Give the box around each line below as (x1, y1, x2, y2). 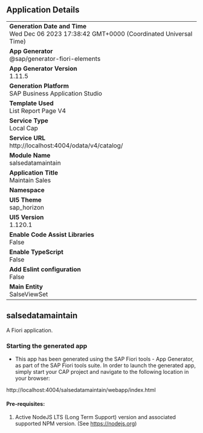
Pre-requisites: (6, 400, 45, 407)
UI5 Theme (9, 196, 42, 204)
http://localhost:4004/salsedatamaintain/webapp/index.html (6, 386, 156, 393)
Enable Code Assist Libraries (9, 230, 95, 239)
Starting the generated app (6, 341, 88, 350)
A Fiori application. (6, 326, 53, 334)
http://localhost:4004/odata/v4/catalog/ (9, 141, 123, 150)
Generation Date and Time (9, 22, 87, 30)
